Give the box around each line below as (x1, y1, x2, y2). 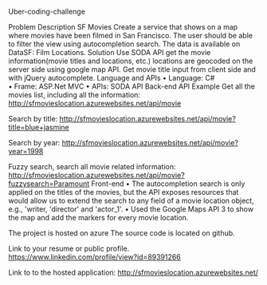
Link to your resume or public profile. (8, 243, 130, 253)
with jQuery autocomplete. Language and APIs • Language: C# (8, 73, 215, 82)
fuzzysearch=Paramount (8, 179, 90, 188)
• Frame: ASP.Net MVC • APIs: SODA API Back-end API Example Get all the (8, 81, 256, 91)
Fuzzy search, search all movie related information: (8, 162, 176, 171)
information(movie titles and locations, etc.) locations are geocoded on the (8, 56, 253, 65)
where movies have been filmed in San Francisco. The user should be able (8, 31, 253, 40)
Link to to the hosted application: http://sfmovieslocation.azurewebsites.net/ (8, 267, 259, 277)
